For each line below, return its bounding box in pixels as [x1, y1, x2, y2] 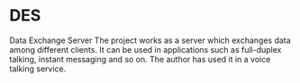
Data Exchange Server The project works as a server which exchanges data [9, 35, 291, 46]
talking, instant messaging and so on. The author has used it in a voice [9, 54, 271, 64]
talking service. [9, 63, 67, 74]
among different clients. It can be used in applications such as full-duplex [9, 44, 282, 54]
